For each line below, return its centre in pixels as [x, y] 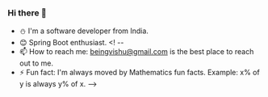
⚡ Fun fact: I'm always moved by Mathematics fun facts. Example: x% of [139, 73]
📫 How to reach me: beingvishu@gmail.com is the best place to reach [136, 52]
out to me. [36, 63]
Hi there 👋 [27, 13]
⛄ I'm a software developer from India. [84, 31]
